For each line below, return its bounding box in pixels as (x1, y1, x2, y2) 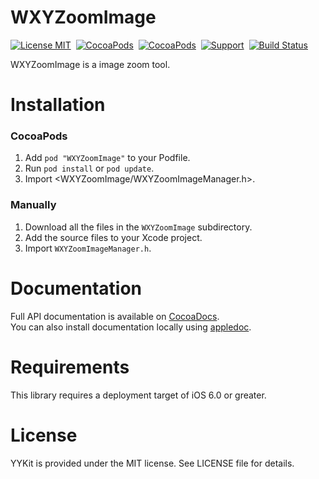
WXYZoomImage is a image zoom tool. (10, 58, 171, 70)
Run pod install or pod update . (24, 162, 155, 175)
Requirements (10, 356, 130, 378)
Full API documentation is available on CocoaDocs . (10, 310, 220, 322)
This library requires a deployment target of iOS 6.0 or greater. (10, 389, 267, 401)
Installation (10, 94, 106, 116)
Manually (10, 198, 57, 212)
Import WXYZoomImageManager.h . (24, 242, 152, 254)
